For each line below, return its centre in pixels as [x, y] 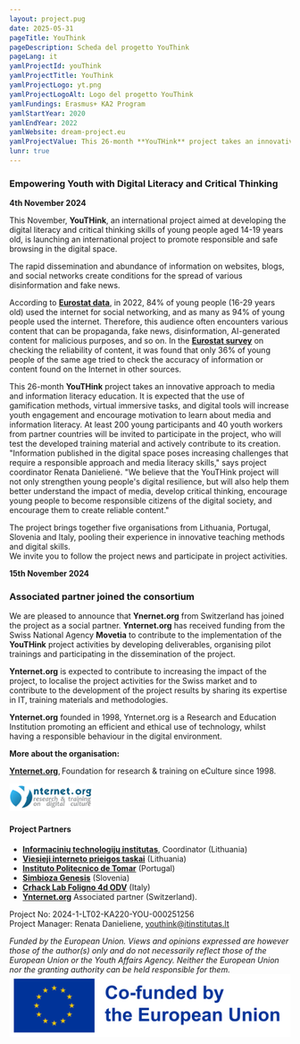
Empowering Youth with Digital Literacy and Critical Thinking [144, 184]
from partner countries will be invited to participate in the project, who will [145, 434]
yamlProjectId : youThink [55, 66]
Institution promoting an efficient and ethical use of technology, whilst [137, 727]
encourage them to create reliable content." [89, 510]
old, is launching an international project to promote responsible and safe [144, 240]
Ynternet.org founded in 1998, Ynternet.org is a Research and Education [143, 717]
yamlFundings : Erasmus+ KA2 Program [77, 104]
